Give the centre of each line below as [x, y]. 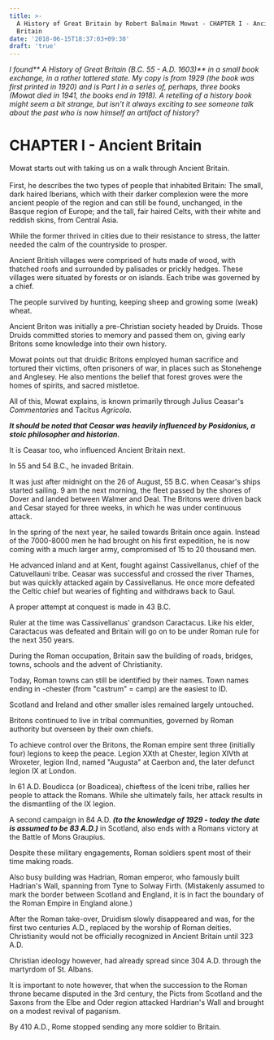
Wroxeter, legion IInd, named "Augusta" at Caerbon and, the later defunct [132, 762]
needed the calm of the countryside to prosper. [88, 244]
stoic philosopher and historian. [65, 434]
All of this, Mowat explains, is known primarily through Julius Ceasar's [127, 402]
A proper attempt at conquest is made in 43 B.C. [90, 607]
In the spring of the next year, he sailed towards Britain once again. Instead [135, 532]
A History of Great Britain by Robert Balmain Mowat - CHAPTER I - [133, 24]
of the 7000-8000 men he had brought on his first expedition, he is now [130, 541]
